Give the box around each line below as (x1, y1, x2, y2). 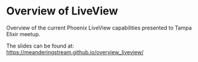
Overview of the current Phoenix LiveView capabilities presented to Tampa (6, 24, 192, 31)
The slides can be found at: (6, 42, 74, 49)
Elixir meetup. (6, 30, 40, 37)
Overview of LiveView (6, 4, 118, 18)
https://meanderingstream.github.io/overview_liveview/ (6, 48, 144, 55)
